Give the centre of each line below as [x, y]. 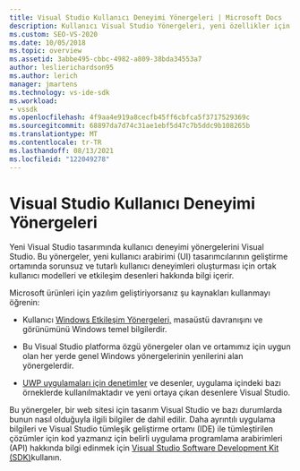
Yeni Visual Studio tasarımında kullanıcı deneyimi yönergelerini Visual [137, 247]
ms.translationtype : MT [54, 134]
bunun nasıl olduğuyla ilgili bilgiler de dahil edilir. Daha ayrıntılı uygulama [142, 420]
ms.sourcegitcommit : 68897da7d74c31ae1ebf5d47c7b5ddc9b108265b [130, 126]
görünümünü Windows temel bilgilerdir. [94, 330]
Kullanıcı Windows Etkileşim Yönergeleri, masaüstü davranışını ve [142, 320]
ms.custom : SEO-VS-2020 [54, 34]
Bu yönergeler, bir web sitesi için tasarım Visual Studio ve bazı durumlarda [146, 410]
